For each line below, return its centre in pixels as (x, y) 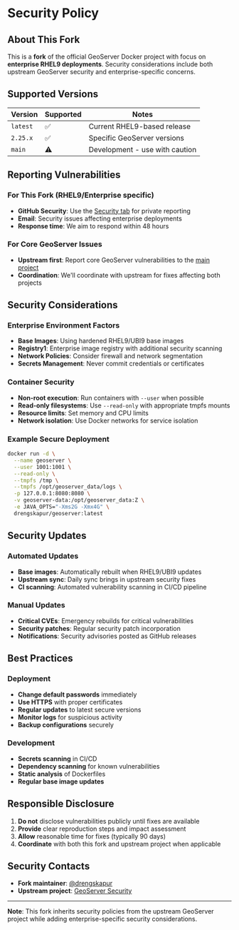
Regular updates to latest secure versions (79, 709)
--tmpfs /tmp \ (36, 480)
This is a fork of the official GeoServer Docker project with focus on (107, 56)
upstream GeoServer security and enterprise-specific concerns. (101, 72)
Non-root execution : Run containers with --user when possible (111, 398)
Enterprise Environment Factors (64, 325)
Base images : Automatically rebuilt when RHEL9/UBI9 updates (110, 572)
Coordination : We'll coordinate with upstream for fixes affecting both (119, 275)
